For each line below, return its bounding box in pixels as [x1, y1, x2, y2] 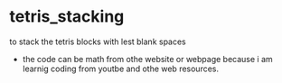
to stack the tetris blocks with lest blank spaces [9, 36, 187, 47]
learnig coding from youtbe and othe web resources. [22, 63, 220, 74]
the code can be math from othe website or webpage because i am [22, 53, 273, 64]
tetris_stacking [9, 6, 125, 27]
